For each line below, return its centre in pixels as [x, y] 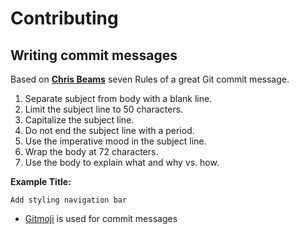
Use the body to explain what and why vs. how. [122, 162]
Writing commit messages [94, 55]
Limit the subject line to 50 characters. [104, 109]
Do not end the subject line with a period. [109, 130]
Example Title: [41, 181]
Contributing [64, 18]
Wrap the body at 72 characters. [91, 151]
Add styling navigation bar [69, 200]
